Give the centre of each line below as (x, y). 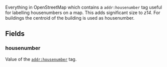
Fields (15, 34)
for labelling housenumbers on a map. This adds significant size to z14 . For (83, 13)
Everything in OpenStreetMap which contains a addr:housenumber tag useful (84, 7)
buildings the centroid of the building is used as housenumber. (70, 18)
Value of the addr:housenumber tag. (41, 59)
